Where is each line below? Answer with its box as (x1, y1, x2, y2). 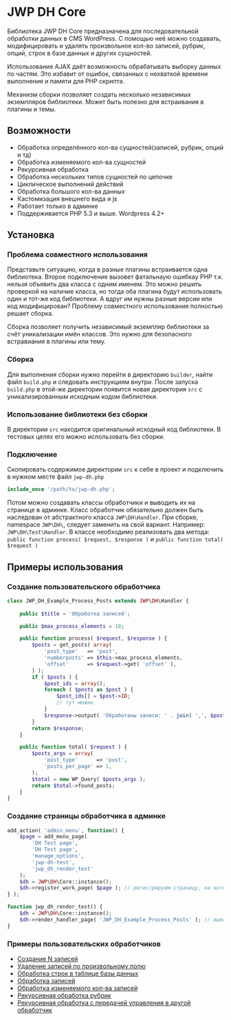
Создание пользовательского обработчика (7, 582, 161, 592)
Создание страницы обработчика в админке (7, 811, 166, 821)
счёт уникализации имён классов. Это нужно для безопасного (7, 330, 192, 338)
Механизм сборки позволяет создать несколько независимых (7, 90, 191, 99)
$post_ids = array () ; (43, 680, 107, 687)
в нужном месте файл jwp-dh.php (7, 473, 104, 481)
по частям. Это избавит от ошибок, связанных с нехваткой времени (7, 70, 208, 78)
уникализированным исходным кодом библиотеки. (7, 392, 158, 401)
